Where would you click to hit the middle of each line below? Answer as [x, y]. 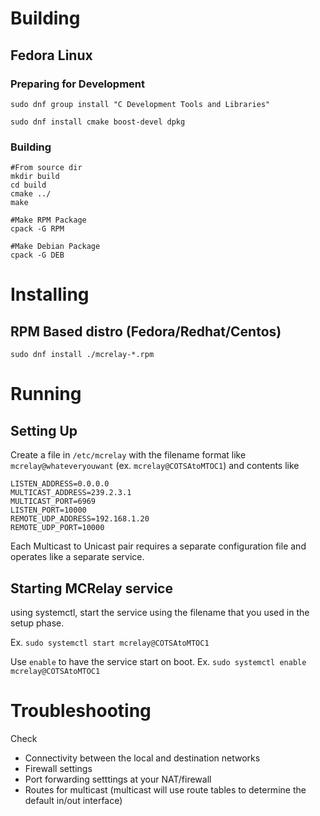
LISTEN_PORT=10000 [48, 510]
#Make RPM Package [48, 220]
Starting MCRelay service [91, 588]
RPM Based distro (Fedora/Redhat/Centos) [146, 331]
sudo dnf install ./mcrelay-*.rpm [82, 355]
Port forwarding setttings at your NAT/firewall [118, 779]
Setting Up [44, 430]
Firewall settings [58, 768]
